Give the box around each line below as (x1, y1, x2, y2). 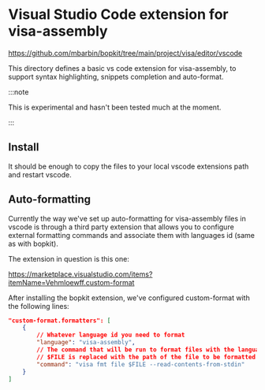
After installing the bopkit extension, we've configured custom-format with (8, 293, 250, 303)
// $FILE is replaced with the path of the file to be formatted (36, 353, 256, 361)
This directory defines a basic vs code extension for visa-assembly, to (8, 63, 237, 72)
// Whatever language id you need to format (36, 331, 185, 340)
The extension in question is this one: (8, 254, 130, 263)
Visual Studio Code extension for (8, 6, 229, 24)
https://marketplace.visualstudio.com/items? (8, 269, 153, 279)
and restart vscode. (8, 169, 73, 179)
